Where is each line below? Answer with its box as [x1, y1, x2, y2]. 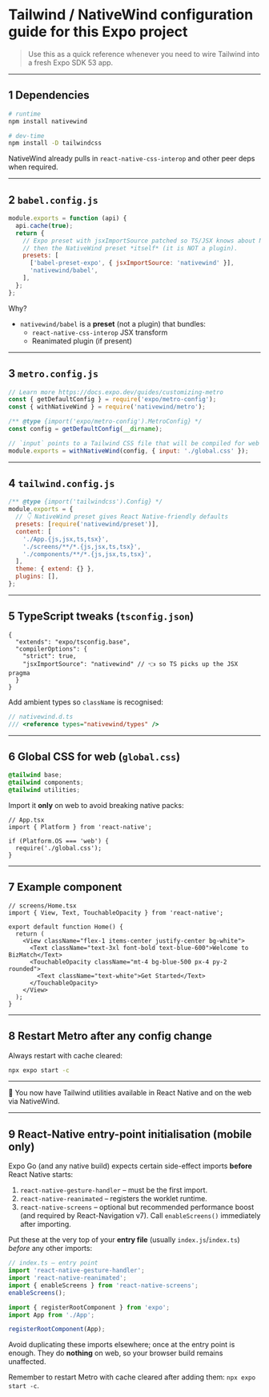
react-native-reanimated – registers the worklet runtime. [19, 1194, 208, 1204]
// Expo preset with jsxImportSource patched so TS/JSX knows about [22, 237, 256, 245]
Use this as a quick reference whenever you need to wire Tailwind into [27, 49, 260, 59]
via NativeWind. [8, 1097, 60, 1107]
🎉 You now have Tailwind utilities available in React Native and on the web [8, 1088, 252, 1098]
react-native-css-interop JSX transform [31, 327, 168, 337]
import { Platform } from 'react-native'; [8, 822, 152, 831]
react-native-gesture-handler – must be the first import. [19, 1185, 208, 1195]
